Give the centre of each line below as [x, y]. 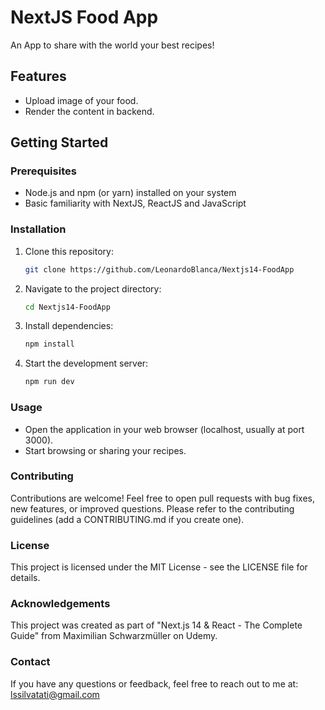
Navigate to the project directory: [93, 288]
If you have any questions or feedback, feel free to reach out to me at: [154, 683]
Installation [38, 229]
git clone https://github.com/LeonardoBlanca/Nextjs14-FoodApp [159, 269]
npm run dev [49, 382]
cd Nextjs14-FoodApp [67, 307]
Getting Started [59, 142]
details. [25, 578]
